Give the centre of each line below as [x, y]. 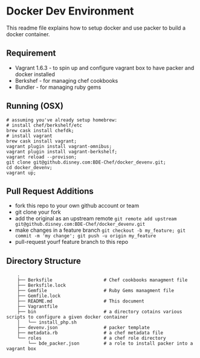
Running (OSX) [35, 106]
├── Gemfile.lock [39, 296]
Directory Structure [44, 261]
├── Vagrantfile [38, 307]
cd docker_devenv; [29, 167]
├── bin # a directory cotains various [100, 312]
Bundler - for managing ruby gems [58, 87]
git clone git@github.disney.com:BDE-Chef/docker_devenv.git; [86, 162]
